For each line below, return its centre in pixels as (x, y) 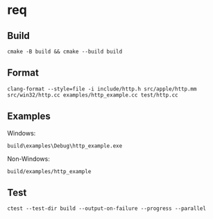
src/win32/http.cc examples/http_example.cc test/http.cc (93, 95)
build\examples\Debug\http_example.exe (65, 146)
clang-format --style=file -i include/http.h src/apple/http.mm (102, 89)
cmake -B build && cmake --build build (65, 51)
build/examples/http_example (49, 171)
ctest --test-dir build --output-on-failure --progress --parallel (107, 209)
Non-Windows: (28, 159)
